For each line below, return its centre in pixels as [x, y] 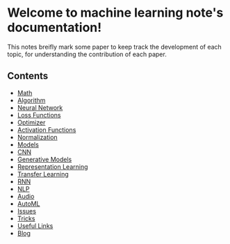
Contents [28, 76]
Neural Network [40, 107]
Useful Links [35, 226]
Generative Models [44, 159]
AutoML [28, 204]
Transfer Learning [43, 174]
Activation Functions [47, 129]
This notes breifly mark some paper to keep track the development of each [115, 47]
